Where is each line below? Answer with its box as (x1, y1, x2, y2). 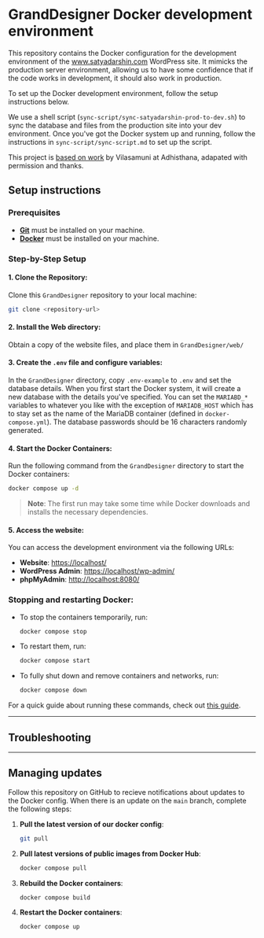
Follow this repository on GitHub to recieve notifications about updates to (8, 787, 245, 796)
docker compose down (19, 686, 87, 694)
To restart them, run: (19, 641, 86, 651)
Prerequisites (8, 207, 60, 218)
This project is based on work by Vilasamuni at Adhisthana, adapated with (8, 152, 247, 162)
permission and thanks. (8, 161, 84, 170)
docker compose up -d (8, 485, 79, 493)
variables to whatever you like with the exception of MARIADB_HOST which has (8, 401, 254, 410)
